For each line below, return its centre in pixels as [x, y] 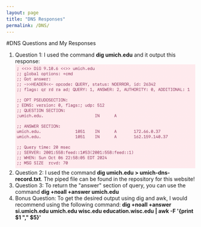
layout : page [22, 13]
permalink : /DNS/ [28, 25]
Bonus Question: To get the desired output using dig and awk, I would [101, 198]
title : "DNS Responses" [36, 19]
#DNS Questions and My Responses [51, 43]
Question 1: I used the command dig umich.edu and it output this [95, 55]
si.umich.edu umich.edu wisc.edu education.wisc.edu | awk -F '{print [104, 211]
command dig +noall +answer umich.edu [67, 192]
